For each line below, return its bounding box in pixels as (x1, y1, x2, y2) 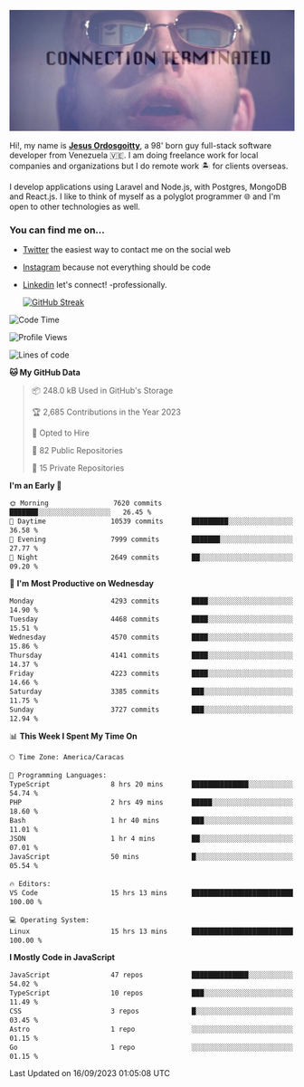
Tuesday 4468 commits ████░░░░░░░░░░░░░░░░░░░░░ (9, 615, 294, 625)
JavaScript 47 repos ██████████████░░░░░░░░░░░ (9, 970, 294, 980)
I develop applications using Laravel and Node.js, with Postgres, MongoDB (9, 182, 288, 193)
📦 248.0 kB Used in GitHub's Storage (31, 386, 174, 396)
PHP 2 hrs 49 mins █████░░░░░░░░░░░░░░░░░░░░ (9, 798, 294, 807)
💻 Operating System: (9, 916, 90, 925)
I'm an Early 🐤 (9, 481, 62, 491)
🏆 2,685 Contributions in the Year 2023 (31, 406, 182, 417)
